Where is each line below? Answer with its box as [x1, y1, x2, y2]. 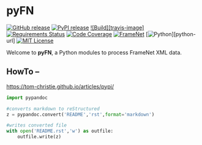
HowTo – [6, 67, 40, 77]
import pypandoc [6, 94, 48, 101]
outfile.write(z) [17, 134, 62, 140]
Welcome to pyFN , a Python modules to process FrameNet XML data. [6, 48, 182, 56]
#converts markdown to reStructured [6, 105, 100, 112]
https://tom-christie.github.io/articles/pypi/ [6, 83, 114, 90]
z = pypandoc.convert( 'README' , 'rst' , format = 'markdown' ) [6, 111, 155, 117]
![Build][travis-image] [90, 24, 144, 31]
